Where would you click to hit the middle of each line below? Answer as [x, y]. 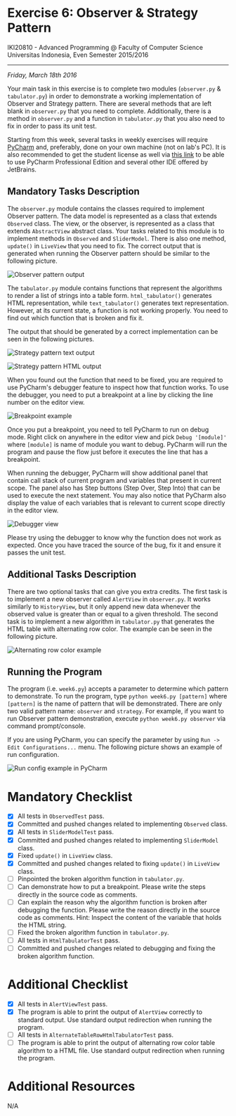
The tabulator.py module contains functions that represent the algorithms [115, 288]
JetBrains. [22, 169]
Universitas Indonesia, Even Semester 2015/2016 [78, 55]
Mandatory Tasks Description [74, 192]
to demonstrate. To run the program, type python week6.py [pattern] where [117, 696]
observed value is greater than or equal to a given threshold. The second [113, 614]
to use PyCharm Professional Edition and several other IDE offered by [108, 162]
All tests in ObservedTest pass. [61, 816]
